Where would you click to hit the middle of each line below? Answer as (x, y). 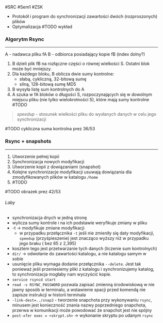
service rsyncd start (34, 280)
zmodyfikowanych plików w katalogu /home (55, 177)
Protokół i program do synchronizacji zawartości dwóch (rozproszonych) (85, 16)
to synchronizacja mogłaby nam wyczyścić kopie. (62, 274)
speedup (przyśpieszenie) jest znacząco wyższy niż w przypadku (84, 238)
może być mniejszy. (32, 69)
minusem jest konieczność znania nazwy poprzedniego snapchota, (79, 305)
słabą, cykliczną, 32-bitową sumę (53, 79)
